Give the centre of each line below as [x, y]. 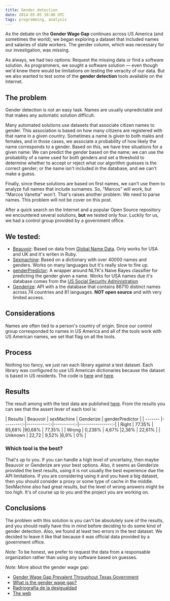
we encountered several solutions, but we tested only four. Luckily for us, [82, 215]
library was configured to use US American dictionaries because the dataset [85, 370]
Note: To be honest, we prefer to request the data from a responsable [78, 552]
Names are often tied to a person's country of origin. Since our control [79, 326]
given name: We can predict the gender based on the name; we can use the [84, 152]
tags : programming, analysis [36, 19]
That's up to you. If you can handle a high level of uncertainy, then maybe [82, 460]
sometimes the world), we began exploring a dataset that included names [82, 39]
